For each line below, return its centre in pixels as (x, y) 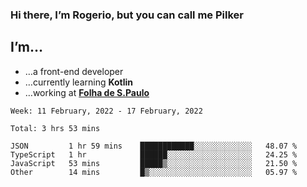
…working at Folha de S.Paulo (87, 92)
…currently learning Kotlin (79, 82)
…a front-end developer (74, 71)
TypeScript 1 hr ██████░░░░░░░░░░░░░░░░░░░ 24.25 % (154, 154)
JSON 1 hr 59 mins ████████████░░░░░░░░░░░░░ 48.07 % (154, 146)
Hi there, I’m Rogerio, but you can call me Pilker (127, 15)
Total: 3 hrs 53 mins (55, 128)
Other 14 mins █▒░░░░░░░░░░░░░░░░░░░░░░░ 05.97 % (154, 172)
